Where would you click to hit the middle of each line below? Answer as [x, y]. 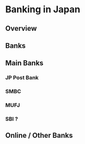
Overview [21, 28]
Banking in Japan [43, 9]
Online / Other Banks [39, 136]
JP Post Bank [22, 78]
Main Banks [24, 63]
